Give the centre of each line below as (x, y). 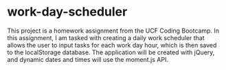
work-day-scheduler (67, 12)
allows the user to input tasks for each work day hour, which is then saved (112, 45)
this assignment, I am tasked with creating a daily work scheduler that (106, 37)
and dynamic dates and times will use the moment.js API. (88, 59)
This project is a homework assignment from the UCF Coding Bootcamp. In (113, 31)
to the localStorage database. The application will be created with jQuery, (111, 52)
